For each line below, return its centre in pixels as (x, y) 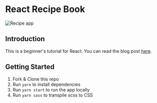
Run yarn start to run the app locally (51, 89)
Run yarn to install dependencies (46, 84)
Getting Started (30, 67)
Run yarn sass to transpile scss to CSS (53, 95)
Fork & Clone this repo (36, 79)
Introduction (25, 39)
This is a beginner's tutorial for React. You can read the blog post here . (78, 51)
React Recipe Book (45, 9)
